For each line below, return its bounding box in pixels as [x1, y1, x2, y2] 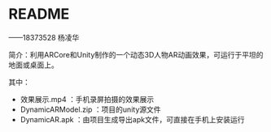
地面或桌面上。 [8, 60, 59, 70]
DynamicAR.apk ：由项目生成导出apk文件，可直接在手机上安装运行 [20, 114, 245, 124]
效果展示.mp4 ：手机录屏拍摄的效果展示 [20, 94, 155, 104]
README [8, 5, 70, 23]
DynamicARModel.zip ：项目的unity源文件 [20, 104, 161, 114]
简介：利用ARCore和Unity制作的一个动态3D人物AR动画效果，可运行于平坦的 [8, 49, 264, 59]
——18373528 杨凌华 [8, 32, 80, 42]
